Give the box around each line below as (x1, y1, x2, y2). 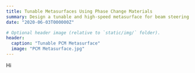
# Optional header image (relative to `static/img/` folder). (6, 30, 161, 35)
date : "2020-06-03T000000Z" (6, 19, 75, 25)
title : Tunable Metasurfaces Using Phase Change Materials (6, 8, 153, 14)
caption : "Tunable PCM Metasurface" (11, 41, 100, 46)
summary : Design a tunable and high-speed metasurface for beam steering (6, 14, 190, 20)
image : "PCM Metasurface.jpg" (11, 46, 85, 52)
